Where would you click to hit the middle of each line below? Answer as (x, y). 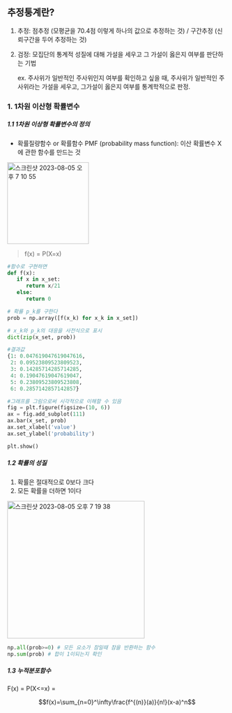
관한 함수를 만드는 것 (53, 152)
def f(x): (22, 273)
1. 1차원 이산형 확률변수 (44, 106)
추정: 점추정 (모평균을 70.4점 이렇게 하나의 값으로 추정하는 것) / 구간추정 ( (117, 31)
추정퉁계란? (31, 13)
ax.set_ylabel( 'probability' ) (51, 434)
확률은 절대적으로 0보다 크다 (56, 482)
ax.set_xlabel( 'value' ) (42, 427)
